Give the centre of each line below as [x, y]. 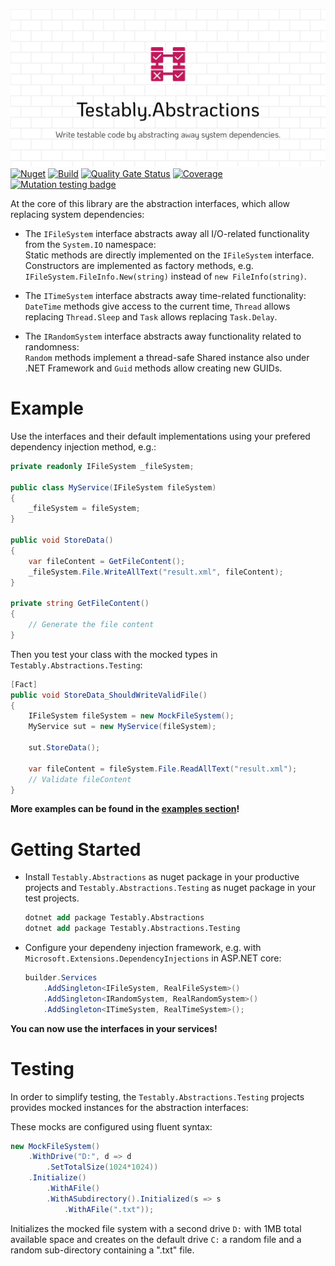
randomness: [52, 347]
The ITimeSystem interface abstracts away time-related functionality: [165, 295]
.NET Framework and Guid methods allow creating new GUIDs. [153, 368]
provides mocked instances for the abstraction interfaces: [129, 1107]
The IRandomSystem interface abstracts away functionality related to [163, 336]
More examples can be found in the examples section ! [125, 809]
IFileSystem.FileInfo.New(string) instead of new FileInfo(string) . [165, 276]
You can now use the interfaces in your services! [114, 1028]
